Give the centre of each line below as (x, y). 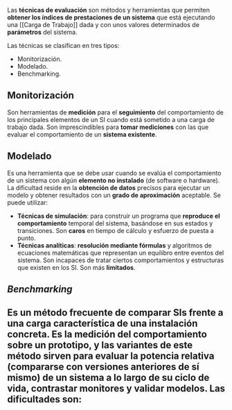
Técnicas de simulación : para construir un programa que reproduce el (118, 216)
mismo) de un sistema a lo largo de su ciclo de (108, 378)
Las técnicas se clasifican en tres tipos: (63, 45)
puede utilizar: (28, 202)
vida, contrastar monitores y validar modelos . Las (116, 389)
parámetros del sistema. (42, 32)
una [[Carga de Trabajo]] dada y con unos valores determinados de (103, 25)
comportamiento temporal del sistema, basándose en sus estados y (115, 223)
